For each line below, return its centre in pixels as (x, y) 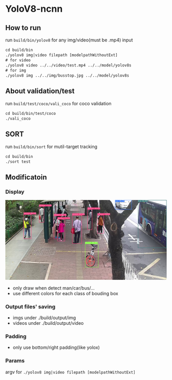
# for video (18, 60)
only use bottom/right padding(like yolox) (56, 347)
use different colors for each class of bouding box (66, 293)
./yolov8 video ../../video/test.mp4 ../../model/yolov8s (68, 65)
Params (15, 361)
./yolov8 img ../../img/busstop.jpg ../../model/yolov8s (67, 76)
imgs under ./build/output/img (44, 318)
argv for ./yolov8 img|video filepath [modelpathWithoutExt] (70, 372)
